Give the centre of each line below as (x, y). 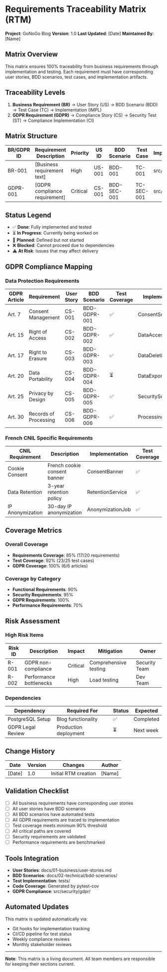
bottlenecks (38, 683)
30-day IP (60, 506)
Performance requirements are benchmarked (59, 842)
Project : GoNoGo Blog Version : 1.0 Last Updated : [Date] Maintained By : (80, 33)
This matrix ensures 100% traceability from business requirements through (82, 66)
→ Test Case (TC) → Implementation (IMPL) (57, 110)
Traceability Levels (35, 93)
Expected (146, 711)
